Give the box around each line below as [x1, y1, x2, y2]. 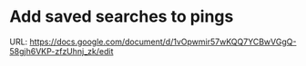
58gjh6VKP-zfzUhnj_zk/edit [9, 45, 114, 56]
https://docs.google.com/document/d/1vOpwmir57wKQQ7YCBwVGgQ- [29, 36, 297, 47]
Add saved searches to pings [9, 6, 234, 27]
